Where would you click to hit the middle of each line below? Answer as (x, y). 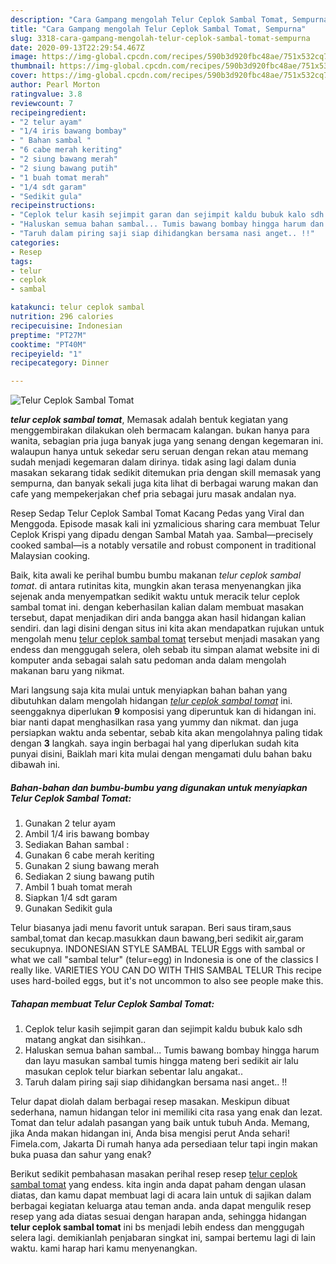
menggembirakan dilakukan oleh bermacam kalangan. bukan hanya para (160, 430)
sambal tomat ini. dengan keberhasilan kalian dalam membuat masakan (157, 607)
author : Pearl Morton (55, 85)
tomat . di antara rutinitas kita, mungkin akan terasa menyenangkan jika (156, 586)
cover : (24, 76)
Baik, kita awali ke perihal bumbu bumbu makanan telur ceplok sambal (156, 575)
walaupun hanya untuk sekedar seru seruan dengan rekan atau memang (159, 452)
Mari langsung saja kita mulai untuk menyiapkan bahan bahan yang (149, 690)
